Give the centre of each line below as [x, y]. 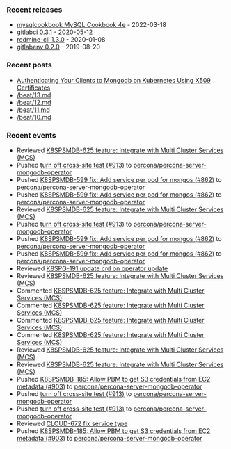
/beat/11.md [33, 110]
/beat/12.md [34, 102]
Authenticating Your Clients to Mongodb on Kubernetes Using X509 [114, 80]
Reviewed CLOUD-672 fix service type [72, 423]
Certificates [33, 88]
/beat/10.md [34, 117]
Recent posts [30, 65]
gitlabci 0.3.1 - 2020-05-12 [55, 32]
